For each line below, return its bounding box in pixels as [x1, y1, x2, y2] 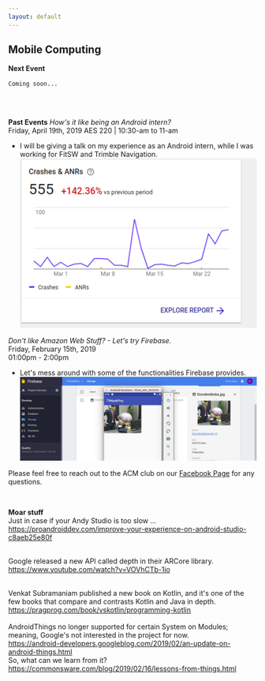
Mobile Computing [8, 43, 102, 57]
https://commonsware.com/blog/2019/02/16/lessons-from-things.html [8, 664, 237, 673]
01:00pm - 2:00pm [8, 352, 69, 362]
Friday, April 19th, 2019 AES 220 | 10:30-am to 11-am [8, 126, 179, 136]
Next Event [8, 64, 46, 73]
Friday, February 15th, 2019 [8, 344, 96, 354]
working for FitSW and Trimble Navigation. [19, 150, 158, 159]
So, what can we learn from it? [8, 655, 108, 664]
